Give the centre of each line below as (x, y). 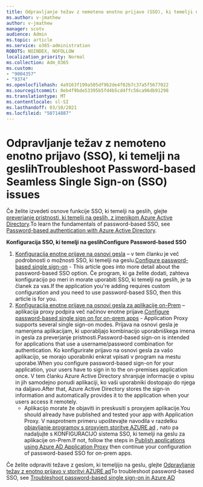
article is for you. (36, 299)
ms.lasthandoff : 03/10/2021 (42, 107)
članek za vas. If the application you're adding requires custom (92, 286)
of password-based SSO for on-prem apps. (78, 453)
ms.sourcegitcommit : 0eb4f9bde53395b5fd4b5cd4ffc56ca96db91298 (88, 91)
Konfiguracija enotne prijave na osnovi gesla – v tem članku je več (97, 254)
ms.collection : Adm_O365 (37, 62)
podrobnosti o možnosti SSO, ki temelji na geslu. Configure (87, 260)
